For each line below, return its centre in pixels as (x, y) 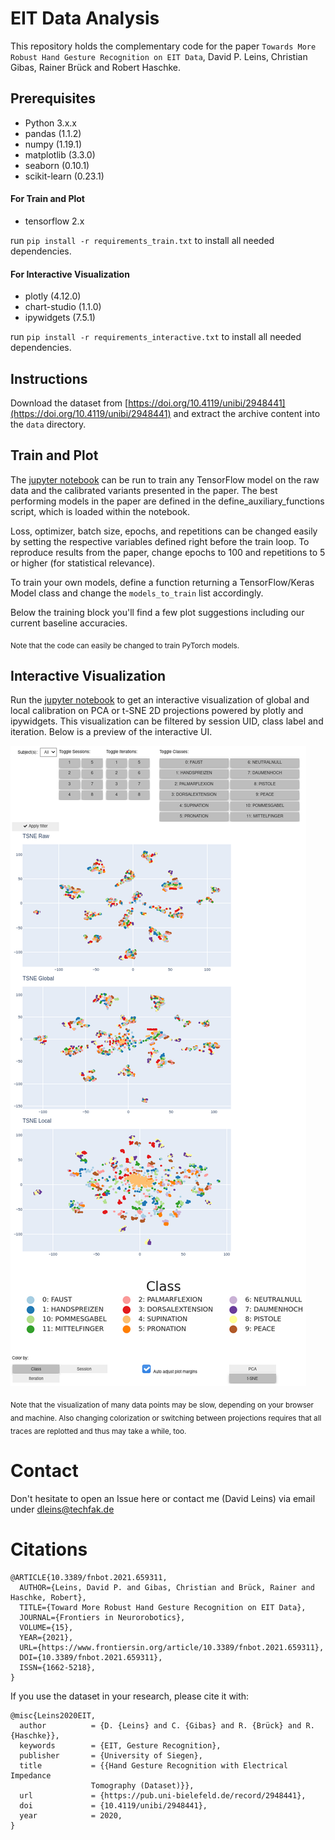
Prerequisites (53, 98)
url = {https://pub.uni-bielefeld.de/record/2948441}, (163, 1795)
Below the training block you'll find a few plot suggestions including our (157, 612)
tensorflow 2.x (54, 221)
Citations (49, 1549)
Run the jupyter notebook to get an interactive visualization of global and (160, 700)
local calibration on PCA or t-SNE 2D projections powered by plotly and (157, 711)
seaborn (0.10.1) (57, 165)
